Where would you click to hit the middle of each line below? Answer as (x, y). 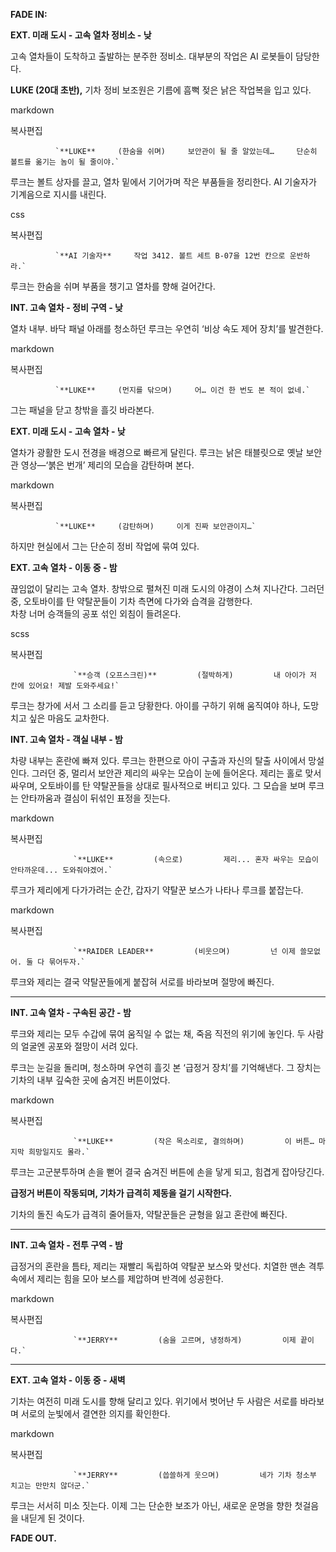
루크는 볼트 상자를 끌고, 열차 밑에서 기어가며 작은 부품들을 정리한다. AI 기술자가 (163, 182)
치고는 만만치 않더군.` (50, 1486)
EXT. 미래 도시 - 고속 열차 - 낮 (68, 431)
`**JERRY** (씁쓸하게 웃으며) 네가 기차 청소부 (195, 1475)
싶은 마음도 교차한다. (69, 718)
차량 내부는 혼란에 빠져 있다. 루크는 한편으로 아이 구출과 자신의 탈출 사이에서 (158, 760)
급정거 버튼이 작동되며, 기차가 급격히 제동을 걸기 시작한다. (121, 1193)
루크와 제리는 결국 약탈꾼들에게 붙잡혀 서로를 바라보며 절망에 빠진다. (142, 982)
